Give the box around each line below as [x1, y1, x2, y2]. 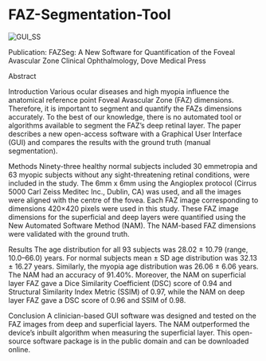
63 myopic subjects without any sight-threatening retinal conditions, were [8, 170, 250, 179]
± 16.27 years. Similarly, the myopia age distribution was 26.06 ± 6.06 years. [8, 261, 259, 271]
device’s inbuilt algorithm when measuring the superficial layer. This [8, 328, 231, 337]
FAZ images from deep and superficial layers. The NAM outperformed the [8, 319, 250, 328]
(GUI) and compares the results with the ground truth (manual [8, 137, 211, 147]
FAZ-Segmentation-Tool [8, 6, 171, 24]
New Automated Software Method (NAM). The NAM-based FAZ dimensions [8, 221, 256, 230]
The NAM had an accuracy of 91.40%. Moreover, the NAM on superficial [8, 269, 247, 280]
